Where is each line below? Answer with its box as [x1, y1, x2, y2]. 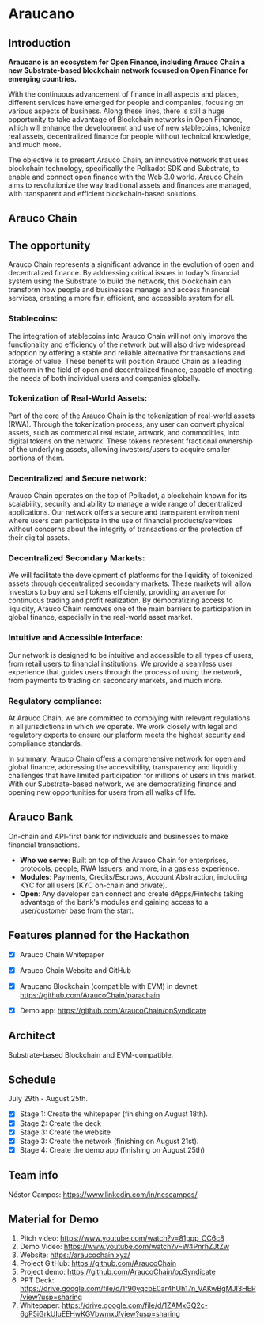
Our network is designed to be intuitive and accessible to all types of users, [8, 650, 254, 659]
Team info [8, 1168, 58, 1182]
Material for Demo [8, 1213, 99, 1225]
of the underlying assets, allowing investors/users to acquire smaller [8, 444, 231, 454]
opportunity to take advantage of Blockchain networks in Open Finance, [8, 115, 243, 123]
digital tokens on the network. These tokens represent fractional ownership [8, 436, 253, 446]
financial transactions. [8, 840, 81, 849]
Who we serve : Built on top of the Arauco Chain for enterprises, [19, 855, 228, 864]
